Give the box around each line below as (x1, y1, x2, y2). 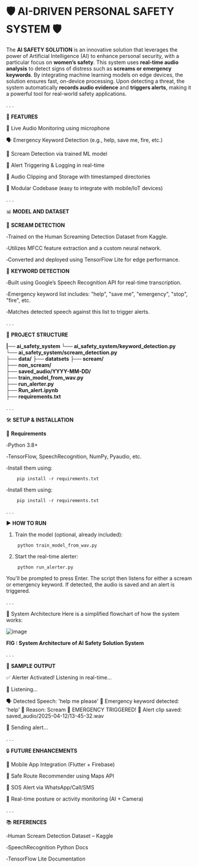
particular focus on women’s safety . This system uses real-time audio (6, 59, 179, 66)
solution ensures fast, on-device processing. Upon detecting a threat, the (6, 78, 185, 85)
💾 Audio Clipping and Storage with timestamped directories (6, 173, 151, 180)
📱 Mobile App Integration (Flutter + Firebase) (6, 760, 115, 768)
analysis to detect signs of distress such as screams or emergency (6, 65, 172, 72)
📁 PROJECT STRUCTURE (6, 331, 69, 338)
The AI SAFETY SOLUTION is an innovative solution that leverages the (6, 46, 178, 53)
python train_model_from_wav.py (17, 542, 98, 548)
